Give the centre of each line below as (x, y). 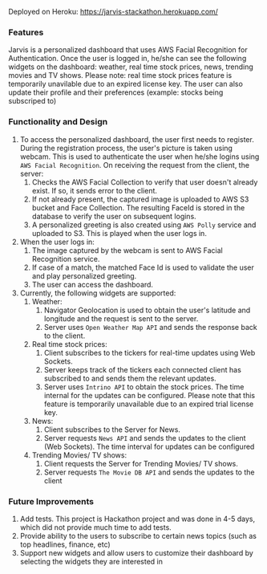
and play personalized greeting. (84, 275)
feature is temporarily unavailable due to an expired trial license (149, 404)
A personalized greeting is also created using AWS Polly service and (144, 225)
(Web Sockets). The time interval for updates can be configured (149, 446)
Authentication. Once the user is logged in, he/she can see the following (127, 59)
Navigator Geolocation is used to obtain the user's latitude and (147, 310)
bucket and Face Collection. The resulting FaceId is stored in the (138, 207)
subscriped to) (32, 101)
